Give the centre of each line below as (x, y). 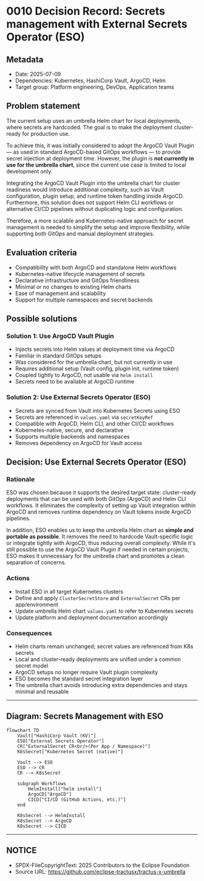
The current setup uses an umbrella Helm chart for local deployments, (94, 120)
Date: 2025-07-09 (38, 74)
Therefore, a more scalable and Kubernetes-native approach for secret (95, 221)
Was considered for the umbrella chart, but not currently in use (94, 362)
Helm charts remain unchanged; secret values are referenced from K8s (104, 646)
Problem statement (43, 106)
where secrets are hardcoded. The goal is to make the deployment (90, 127)
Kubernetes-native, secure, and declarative (69, 430)
